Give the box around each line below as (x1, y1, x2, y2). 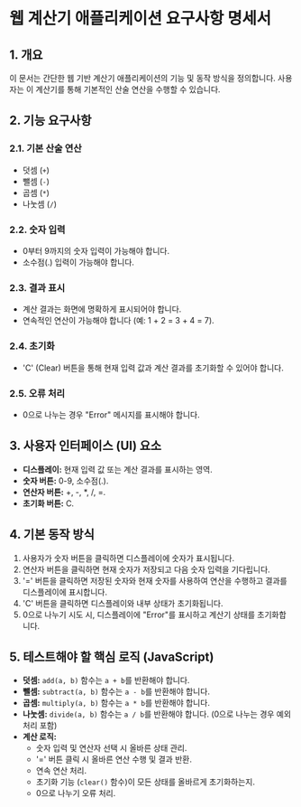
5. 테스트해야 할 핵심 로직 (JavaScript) (9, 649, 214, 664)
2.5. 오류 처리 (9, 387, 66, 399)
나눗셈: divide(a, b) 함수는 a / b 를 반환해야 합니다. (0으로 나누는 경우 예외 (22, 708, 291, 719)
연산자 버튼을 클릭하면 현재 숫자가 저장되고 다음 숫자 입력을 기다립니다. (22, 564, 270, 575)
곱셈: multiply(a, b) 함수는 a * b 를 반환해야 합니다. (22, 698, 210, 708)
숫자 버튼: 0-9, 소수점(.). (22, 475, 109, 486)
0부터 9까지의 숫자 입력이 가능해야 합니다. (22, 245, 169, 256)
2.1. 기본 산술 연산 (9, 142, 83, 155)
